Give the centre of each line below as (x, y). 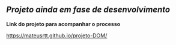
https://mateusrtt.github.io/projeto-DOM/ (57, 36)
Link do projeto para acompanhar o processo (63, 24)
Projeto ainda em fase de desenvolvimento (88, 10)
